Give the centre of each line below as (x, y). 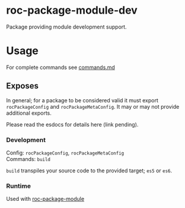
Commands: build (28, 159)
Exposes (23, 86)
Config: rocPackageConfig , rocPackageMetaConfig (65, 153)
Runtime (19, 186)
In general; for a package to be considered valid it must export (82, 100)
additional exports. (29, 113)
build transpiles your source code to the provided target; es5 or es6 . (89, 171)
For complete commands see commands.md (61, 67)
